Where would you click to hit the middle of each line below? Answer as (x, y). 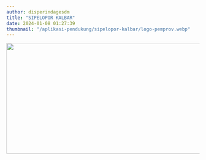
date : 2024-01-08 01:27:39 (41, 23)
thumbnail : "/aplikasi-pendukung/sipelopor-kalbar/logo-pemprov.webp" (98, 29)
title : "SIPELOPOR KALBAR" (41, 18)
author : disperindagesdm (38, 12)
